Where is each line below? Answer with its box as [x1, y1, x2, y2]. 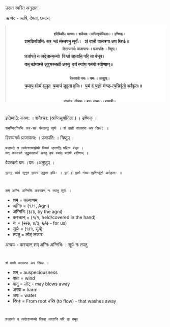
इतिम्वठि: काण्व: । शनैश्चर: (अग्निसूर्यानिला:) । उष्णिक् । [5, 115, 97, 121]
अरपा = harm [12, 286, 38, 292]
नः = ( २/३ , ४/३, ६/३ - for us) [12, 220, 67, 226]
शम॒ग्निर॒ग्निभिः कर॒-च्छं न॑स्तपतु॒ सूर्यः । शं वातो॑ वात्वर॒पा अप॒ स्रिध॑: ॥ [5, 126, 109, 131]
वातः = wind [12, 275, 35, 281]
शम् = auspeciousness [12, 269, 58, 275]
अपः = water [12, 292, 37, 298]
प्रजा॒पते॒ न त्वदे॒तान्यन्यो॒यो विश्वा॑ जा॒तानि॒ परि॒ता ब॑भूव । [5, 146, 84, 151]
